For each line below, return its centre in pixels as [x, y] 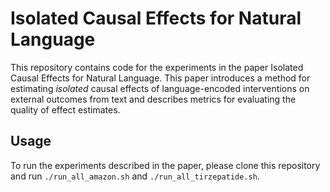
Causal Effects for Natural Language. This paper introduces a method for [160, 78]
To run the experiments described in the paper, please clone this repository [165, 165]
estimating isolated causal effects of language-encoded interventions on [160, 88]
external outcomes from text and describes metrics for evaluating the [153, 99]
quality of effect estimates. [65, 109]
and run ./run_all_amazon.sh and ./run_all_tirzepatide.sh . [135, 176]
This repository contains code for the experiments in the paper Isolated [157, 67]
